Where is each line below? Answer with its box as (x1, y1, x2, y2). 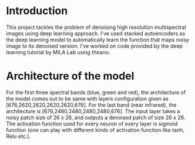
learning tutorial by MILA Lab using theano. (6, 48, 110, 55)
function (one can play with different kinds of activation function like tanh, (6, 126, 185, 133)
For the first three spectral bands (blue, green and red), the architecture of (6, 88, 186, 95)
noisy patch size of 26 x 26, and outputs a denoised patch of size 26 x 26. (6, 114, 186, 121)
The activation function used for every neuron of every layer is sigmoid (6, 120, 178, 127)
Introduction (6, 4, 68, 18)
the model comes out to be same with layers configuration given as (6, 95, 169, 102)
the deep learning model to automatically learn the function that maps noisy (6, 36, 190, 43)
